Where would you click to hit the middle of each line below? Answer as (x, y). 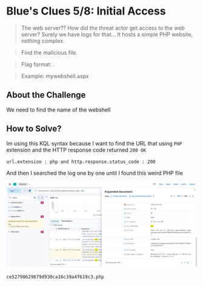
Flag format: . (38, 64)
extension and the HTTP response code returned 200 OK (76, 150)
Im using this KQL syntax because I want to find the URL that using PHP (94, 143)
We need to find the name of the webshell (58, 110)
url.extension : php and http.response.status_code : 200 (81, 162)
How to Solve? (34, 129)
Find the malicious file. (49, 52)
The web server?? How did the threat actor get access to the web (103, 28)
